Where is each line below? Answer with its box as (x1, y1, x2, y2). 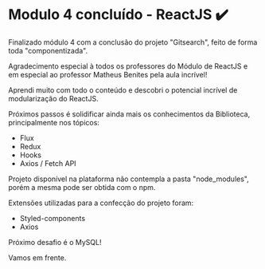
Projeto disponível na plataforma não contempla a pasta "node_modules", (8, 174, 249, 184)
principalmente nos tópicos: (8, 117, 99, 127)
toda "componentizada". (8, 45, 88, 55)
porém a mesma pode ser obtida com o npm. (8, 182, 156, 192)
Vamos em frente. (8, 252, 67, 263)
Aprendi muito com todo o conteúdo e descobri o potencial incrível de (8, 85, 238, 95)
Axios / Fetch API (19, 158, 77, 168)
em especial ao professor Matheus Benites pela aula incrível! (8, 69, 208, 79)
